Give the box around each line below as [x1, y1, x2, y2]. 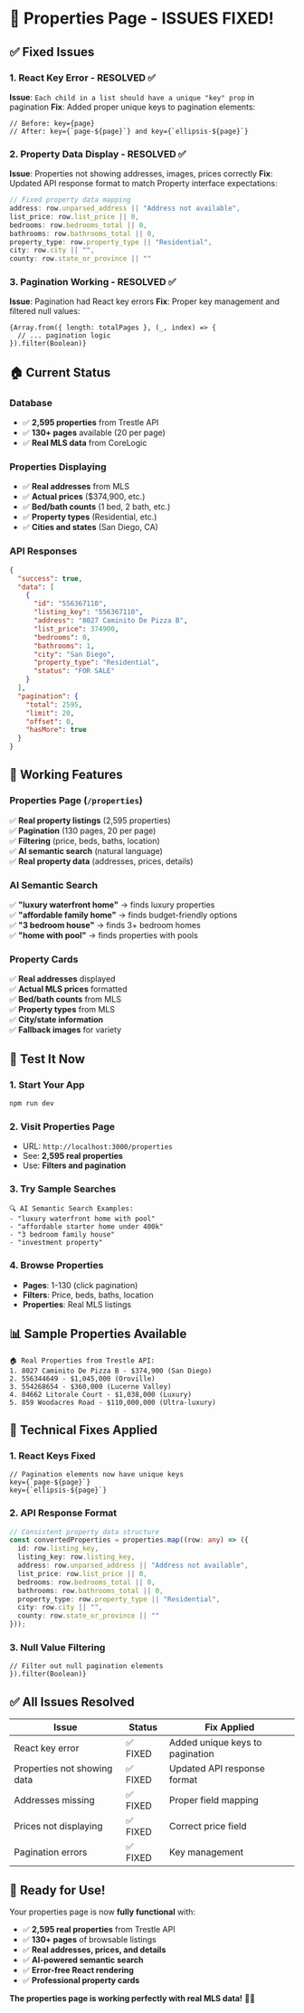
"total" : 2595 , [25, 700, 83, 709]
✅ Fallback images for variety [9, 1024, 122, 1035]
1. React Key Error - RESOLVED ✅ [9, 71, 157, 84]
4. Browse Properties [9, 1259, 104, 1272]
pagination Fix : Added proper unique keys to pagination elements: [9, 101, 256, 112]
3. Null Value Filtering [9, 1641, 106, 1654]
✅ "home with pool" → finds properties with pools [9, 929, 199, 940]
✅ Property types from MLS [9, 1004, 116, 1015]
